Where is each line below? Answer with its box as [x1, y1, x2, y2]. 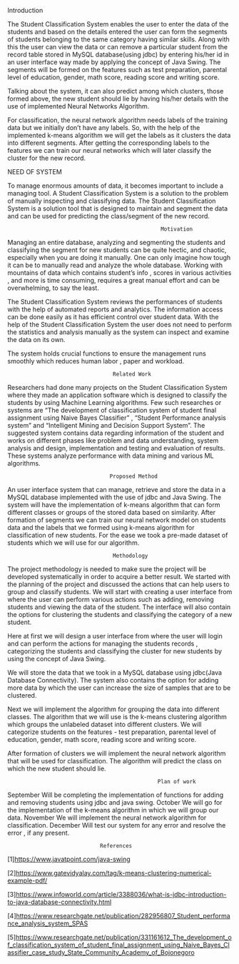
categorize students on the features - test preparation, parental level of [7, 728, 216, 736]
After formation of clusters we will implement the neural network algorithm [7, 749, 226, 758]
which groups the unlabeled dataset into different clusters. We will [7, 721, 202, 728]
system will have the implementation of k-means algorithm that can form [7, 501, 220, 509]
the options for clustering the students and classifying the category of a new [7, 611, 233, 618]
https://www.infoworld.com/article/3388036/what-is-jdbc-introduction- [15, 890, 227, 898]
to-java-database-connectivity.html [7, 898, 112, 906]
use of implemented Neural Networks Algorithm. [7, 102, 150, 110]
